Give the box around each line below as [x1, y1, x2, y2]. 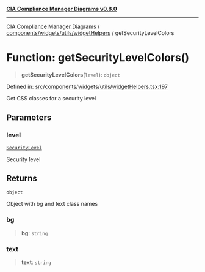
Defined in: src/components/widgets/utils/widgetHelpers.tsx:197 [6, 83, 168, 90]
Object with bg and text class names [6, 200, 98, 208]
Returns [6, 173, 38, 184]
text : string [21, 259, 52, 266]
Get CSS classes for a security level [6, 94, 96, 102]
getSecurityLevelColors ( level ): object [21, 70, 121, 78]
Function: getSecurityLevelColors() [6, 51, 190, 65]
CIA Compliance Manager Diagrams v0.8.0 [6, 6, 117, 12]
